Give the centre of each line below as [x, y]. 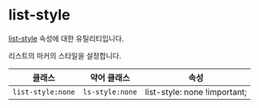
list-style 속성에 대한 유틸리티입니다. [66, 38]
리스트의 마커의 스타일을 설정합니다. [65, 55]
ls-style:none [110, 92]
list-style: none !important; [196, 92]
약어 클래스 [110, 77]
